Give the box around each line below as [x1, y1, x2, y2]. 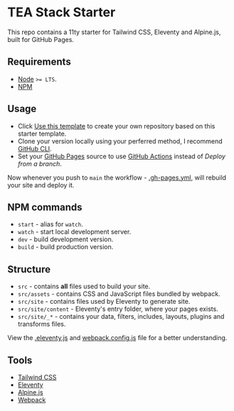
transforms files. [17, 320, 66, 329]
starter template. [17, 129, 67, 138]
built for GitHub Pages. [7, 35, 75, 43]
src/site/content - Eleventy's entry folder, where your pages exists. [17, 305, 218, 313]
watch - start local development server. [17, 228, 132, 236]
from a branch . [17, 159, 63, 168]
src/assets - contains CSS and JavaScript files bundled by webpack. [17, 290, 220, 298]
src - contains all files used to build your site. [17, 282, 151, 291]
